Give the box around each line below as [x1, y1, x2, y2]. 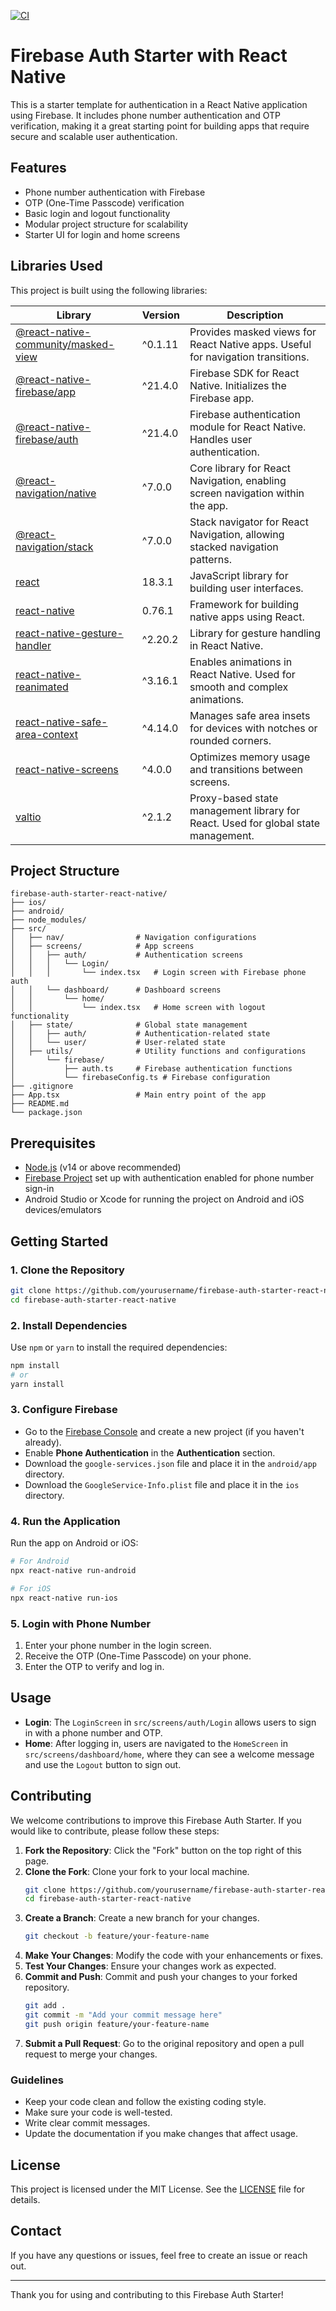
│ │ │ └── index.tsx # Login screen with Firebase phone [10, 968, 307, 978]
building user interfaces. [189, 581, 304, 595]
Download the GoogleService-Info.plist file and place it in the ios [24, 1478, 300, 1490]
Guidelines [10, 2073, 64, 2087]
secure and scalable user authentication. [10, 130, 178, 142]
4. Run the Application [10, 1514, 121, 1528]
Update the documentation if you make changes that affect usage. [24, 2128, 299, 2140]
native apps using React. [189, 610, 305, 624]
